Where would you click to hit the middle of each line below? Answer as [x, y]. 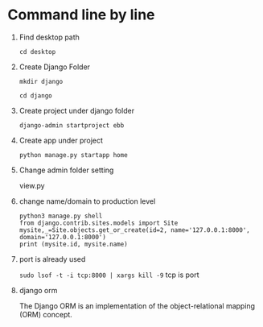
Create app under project [61, 140]
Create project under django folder [76, 110]
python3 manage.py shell [61, 216]
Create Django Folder [54, 67]
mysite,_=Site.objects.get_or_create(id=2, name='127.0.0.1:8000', [134, 230]
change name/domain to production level [87, 201]
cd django [36, 95]
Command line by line [81, 15]
